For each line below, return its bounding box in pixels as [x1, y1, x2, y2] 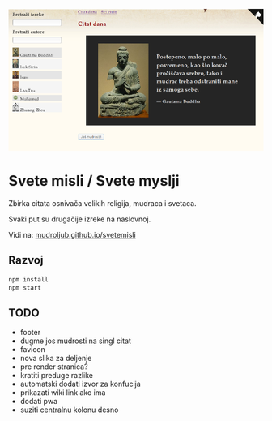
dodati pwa [19, 397, 58, 406]
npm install [8, 276, 49, 284]
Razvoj [8, 253, 44, 268]
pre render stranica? [19, 362, 88, 372]
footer [19, 328, 41, 337]
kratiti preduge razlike [19, 371, 93, 380]
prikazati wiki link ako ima [19, 388, 106, 397]
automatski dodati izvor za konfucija [19, 379, 142, 389]
